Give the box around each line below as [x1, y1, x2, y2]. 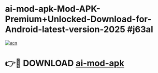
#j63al [127, 24, 154, 35]
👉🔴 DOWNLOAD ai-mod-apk [5, 58, 125, 69]
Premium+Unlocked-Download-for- [5, 14, 152, 25]
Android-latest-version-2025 [5, 24, 126, 35]
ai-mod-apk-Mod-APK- [5, 3, 101, 15]
